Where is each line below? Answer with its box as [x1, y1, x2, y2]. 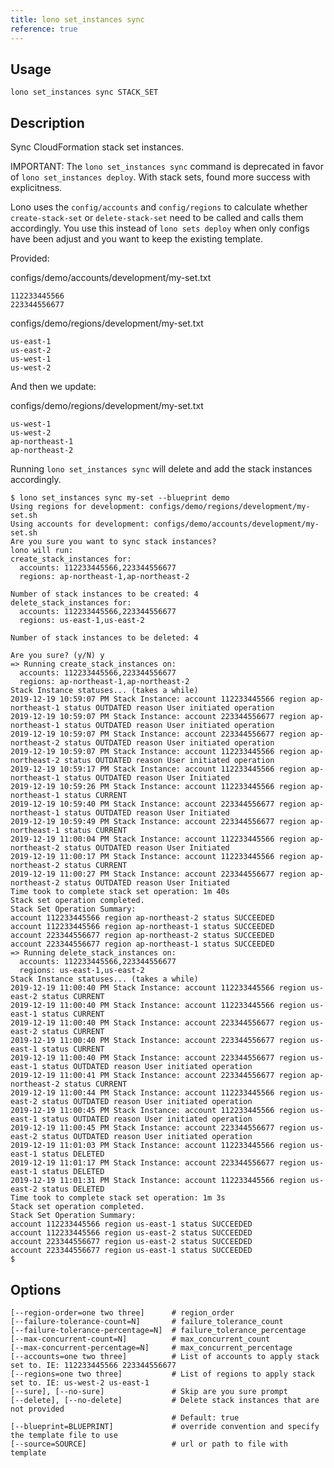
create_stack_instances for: [10, 554, 132, 565]
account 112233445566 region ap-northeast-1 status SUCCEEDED [10, 922, 275, 932]
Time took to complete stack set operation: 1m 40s [10, 887, 230, 897]
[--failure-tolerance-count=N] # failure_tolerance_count [10, 1316, 284, 1326]
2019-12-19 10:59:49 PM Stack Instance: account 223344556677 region [10, 817, 307, 827]
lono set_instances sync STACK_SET [10, 87, 159, 98]
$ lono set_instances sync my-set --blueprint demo [10, 493, 230, 503]
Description [10, 114, 85, 131]
